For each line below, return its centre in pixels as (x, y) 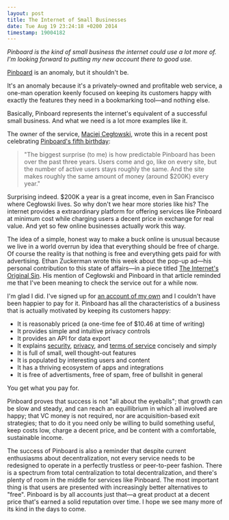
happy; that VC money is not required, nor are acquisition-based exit (104, 416)
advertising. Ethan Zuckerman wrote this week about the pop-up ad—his (109, 261)
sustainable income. (35, 438)
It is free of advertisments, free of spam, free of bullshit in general (110, 375)
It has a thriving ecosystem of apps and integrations (90, 367)
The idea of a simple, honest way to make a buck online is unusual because (113, 239)
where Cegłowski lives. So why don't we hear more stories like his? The (108, 204)
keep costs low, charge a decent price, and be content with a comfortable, (112, 430)
